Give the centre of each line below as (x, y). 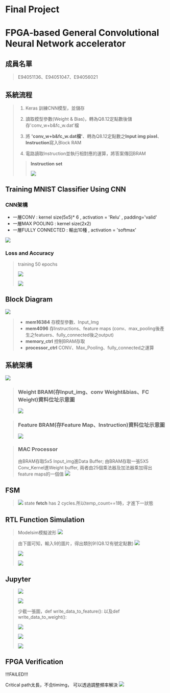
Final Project (32, 9)
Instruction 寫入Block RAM (53, 143)
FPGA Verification (34, 662)
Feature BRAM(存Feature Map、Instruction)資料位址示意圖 (91, 425)
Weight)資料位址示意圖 (46, 399)
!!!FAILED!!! (17, 674)
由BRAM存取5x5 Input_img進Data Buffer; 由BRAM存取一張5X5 (83, 461)
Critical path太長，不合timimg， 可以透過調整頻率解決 (62, 685)
